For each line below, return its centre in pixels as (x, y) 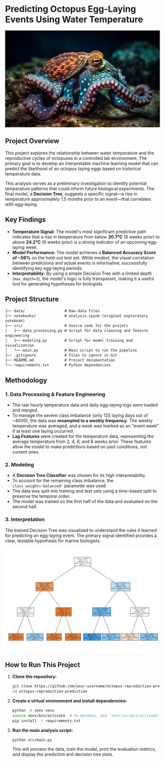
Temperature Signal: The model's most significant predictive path (79, 232)
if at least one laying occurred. (43, 431)
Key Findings (26, 220)
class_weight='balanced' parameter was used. (59, 486)
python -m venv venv (33, 710)
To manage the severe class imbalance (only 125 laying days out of (80, 415)
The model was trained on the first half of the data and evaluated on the (85, 501)
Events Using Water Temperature (74, 19)
